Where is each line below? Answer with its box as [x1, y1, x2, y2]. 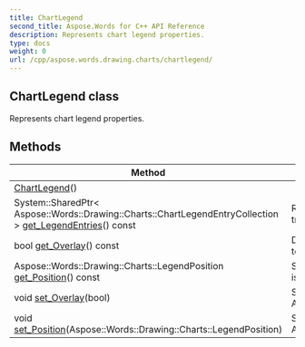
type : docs [9, 38, 51, 48]
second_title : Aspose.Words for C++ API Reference [9, 22, 205, 31]
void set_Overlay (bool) [14, 291, 111, 304]
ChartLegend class [9, 89, 120, 104]
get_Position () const [14, 271, 101, 284]
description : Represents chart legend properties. [9, 30, 205, 39]
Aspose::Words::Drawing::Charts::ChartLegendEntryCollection [14, 207, 279, 220]
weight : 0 [9, 47, 47, 56]
